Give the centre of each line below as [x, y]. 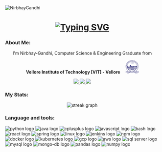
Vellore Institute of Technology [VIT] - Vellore [73, 72]
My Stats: [17, 95]
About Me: [18, 42]
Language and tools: [30, 118]
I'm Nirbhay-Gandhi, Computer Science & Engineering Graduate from [82, 53]
